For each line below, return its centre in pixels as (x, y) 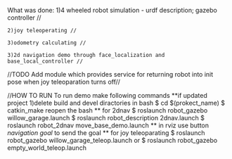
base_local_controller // (45, 61)
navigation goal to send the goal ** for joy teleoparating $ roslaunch (106, 133)
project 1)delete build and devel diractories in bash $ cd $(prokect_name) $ (116, 103)
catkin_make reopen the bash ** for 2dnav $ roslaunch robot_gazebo (108, 110)
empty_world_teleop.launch (47, 148)
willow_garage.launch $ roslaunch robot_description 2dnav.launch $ (106, 118)
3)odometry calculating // (47, 43)
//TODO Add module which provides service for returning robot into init (110, 74)
